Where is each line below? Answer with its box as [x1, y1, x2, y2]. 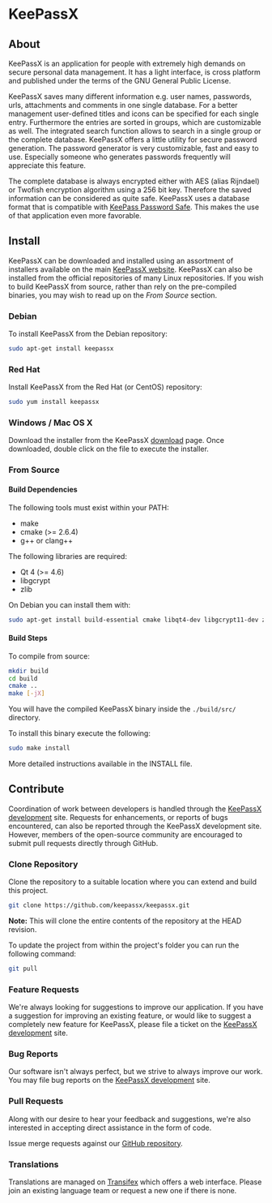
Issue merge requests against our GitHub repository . [8, 1138, 184, 1148]
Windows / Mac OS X [8, 417, 93, 428]
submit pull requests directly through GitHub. [8, 838, 159, 848]
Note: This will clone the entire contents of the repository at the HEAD [8, 916, 242, 926]
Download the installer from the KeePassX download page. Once [8, 436, 225, 445]
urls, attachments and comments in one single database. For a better [8, 101, 238, 110]
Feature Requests [8, 983, 79, 995]
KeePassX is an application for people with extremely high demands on [8, 58, 246, 68]
